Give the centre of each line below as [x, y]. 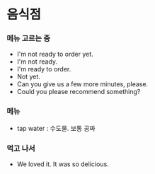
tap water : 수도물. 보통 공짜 [56, 128]
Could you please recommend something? [79, 92]
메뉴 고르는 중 [29, 38]
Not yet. [28, 77]
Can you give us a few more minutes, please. [82, 84]
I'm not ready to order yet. [55, 54]
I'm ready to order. [44, 69]
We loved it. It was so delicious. [63, 164]
